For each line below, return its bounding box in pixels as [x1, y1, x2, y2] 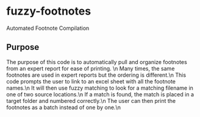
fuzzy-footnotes [6, 4, 91, 18]
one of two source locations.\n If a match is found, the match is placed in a [6, 90, 194, 98]
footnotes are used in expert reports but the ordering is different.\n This [6, 71, 187, 79]
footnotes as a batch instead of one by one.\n [6, 104, 121, 111]
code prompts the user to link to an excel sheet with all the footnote [6, 77, 176, 85]
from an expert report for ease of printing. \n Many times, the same [6, 65, 175, 72]
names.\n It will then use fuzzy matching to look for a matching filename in [6, 84, 194, 91]
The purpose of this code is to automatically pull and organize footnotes [6, 58, 187, 65]
